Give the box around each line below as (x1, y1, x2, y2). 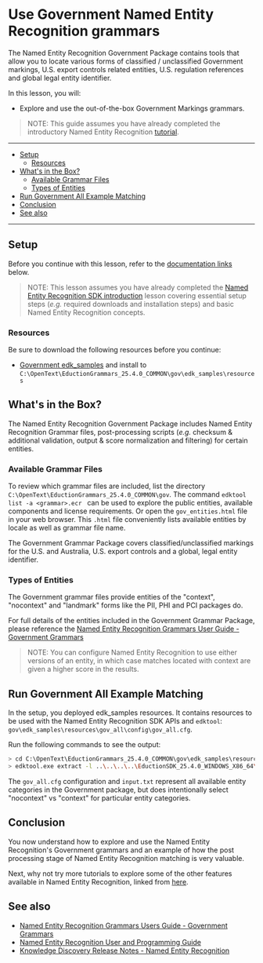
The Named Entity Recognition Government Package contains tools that (8, 48, 240, 57)
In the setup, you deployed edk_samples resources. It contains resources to (8, 708, 253, 717)
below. (8, 267, 30, 276)
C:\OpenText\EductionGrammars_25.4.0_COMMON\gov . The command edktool (8, 490, 247, 499)
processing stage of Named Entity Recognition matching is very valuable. (8, 853, 245, 863)
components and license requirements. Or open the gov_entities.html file (8, 506, 248, 516)
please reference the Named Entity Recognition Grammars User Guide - (8, 624, 240, 633)
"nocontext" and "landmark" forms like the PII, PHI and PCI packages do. (8, 600, 243, 610)
